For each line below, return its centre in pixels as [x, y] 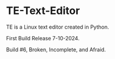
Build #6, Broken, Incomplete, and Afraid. [56, 49]
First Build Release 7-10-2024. [43, 38]
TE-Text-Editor [43, 11]
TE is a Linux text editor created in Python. [57, 27]
